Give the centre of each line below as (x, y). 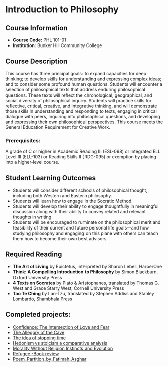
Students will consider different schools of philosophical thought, (80, 190)
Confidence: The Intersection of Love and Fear (61, 327)
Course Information (36, 28)
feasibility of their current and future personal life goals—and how (81, 227)
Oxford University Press (37, 277)
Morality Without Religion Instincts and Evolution (63, 348)
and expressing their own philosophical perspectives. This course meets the (84, 122)
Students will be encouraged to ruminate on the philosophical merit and (87, 222)
